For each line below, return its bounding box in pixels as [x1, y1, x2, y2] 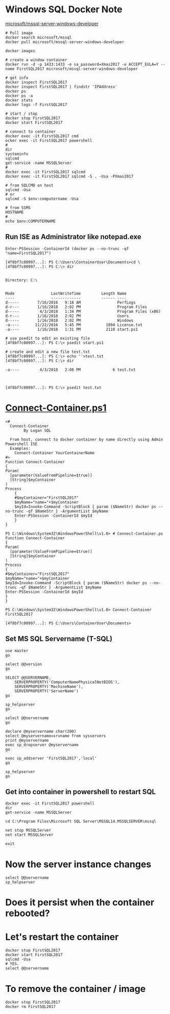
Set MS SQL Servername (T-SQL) [5, 635, 113, 643]
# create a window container [5, 57, 67, 62]
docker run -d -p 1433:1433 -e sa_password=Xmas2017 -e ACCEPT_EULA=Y [5, 61, 159, 67]
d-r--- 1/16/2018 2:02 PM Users [5, 313, 129, 319]
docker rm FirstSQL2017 [5, 1004, 56, 1009]
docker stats [5, 97, 33, 103]
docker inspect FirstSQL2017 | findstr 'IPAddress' [5, 84, 117, 89]
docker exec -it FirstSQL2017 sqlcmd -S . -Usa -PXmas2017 [5, 174, 134, 179]
